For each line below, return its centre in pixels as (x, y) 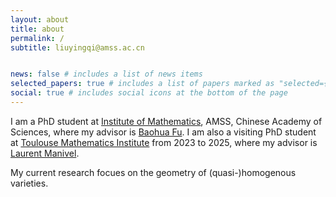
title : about (37, 29)
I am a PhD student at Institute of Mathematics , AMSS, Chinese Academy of (166, 121)
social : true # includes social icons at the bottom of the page (149, 93)
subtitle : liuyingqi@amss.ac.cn (77, 47)
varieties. (29, 183)
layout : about (40, 19)
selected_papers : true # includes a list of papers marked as (142, 84)
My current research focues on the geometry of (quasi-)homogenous (153, 172)
